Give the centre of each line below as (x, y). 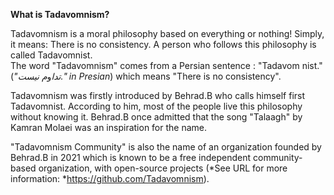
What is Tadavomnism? (60, 14)
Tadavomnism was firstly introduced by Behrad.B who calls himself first (158, 95)
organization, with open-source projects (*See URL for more (163, 168)
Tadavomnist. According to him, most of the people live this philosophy (156, 106)
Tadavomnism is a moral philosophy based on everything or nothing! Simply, (167, 33)
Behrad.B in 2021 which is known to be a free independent (131, 157)
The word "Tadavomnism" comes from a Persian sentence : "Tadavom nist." (166, 65)
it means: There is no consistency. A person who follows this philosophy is (163, 44)
